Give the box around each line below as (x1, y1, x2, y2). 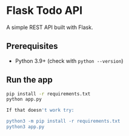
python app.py (6, 96, 42, 103)
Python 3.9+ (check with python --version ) (15, 57, 124, 64)
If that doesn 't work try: (6, 107, 74, 114)
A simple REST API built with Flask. (6, 24, 93, 31)
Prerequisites (6, 41, 58, 51)
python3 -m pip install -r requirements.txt (6, 118, 121, 125)
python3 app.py (6, 124, 45, 130)
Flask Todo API (6, 4, 83, 18)
